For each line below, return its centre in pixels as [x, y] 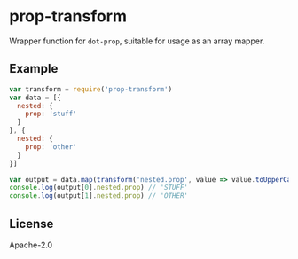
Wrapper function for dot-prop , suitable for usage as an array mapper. [137, 41]
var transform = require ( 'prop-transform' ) [91, 89]
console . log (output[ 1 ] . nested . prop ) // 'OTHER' [99, 196]
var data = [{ [35, 98]
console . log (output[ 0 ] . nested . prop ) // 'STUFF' [99, 188]
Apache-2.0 [31, 245]
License [31, 224]
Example [34, 69]
